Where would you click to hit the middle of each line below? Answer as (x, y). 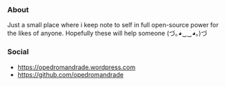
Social (18, 52)
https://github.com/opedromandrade (71, 74)
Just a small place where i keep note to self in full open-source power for (113, 25)
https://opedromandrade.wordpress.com (76, 67)
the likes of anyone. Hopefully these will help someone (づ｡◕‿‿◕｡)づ (107, 34)
